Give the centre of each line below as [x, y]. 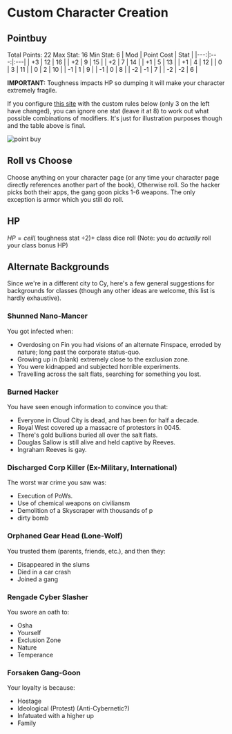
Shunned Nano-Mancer [48, 316]
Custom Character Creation [88, 13]
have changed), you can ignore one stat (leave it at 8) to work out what [108, 111]
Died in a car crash [44, 572]
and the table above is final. [47, 125]
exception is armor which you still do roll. [66, 199]
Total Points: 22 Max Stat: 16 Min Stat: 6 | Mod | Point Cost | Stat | [100, 55]
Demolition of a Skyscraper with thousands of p [85, 511]
